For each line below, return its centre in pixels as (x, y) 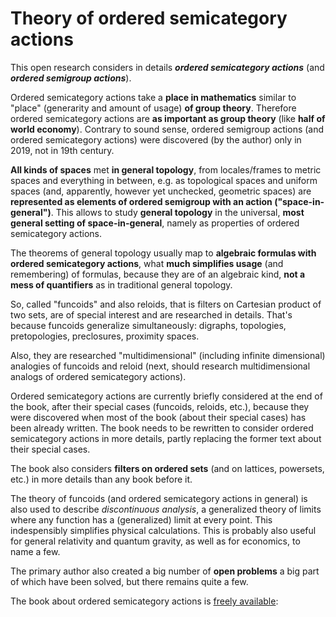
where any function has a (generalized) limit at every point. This (141, 519)
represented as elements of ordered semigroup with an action (141, 201)
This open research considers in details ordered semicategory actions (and (167, 67)
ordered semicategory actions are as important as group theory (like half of (168, 118)
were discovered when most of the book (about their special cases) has (158, 417)
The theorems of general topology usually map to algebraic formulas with (163, 253)
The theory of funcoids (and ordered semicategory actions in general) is (159, 498)
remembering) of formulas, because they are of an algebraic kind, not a (158, 274)
